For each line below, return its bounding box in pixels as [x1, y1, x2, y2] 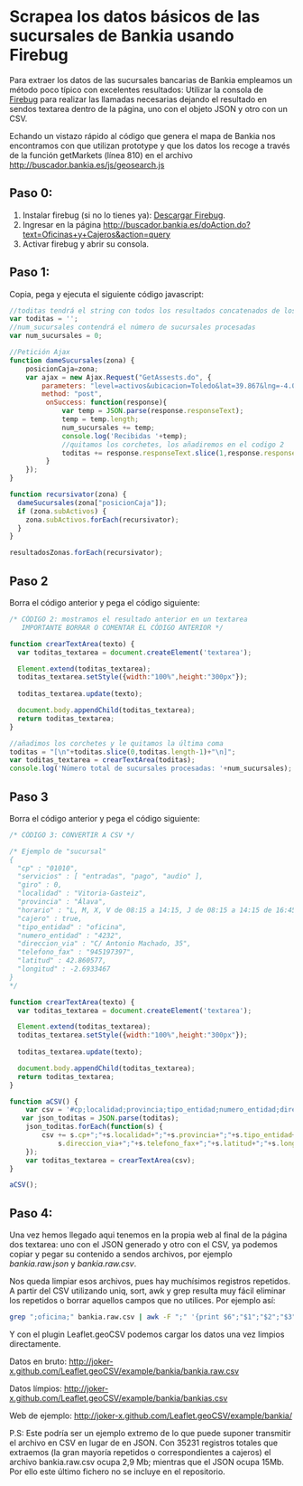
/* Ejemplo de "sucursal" [9, 847, 106, 856]
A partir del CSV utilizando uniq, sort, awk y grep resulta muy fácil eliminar [9, 1285, 286, 1296]
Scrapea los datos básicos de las [9, 6, 260, 27]
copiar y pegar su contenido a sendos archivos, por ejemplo [9, 1249, 233, 1260]
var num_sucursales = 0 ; [9, 332, 103, 341]
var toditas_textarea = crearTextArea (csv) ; [25, 1155, 196, 1165]
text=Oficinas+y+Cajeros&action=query [22, 229, 171, 240]
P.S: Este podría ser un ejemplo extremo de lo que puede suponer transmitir [9, 1428, 291, 1438]
